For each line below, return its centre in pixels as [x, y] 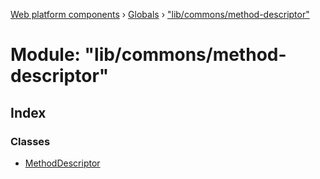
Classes [30, 141]
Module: [45, 55]
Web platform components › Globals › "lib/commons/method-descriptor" [160, 14]
